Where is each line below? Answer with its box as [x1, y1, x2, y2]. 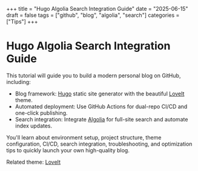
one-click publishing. [15, 109, 68, 117]
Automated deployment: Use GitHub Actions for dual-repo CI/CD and [15, 103, 188, 110]
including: [6, 78, 31, 85]
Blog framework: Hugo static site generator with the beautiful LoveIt [15, 90, 185, 97]
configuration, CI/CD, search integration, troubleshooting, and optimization [6, 140, 193, 147]
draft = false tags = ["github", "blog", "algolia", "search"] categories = [6, 11, 180, 19]
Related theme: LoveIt [6, 158, 61, 166]
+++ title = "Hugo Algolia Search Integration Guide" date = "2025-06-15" [6, 5, 188, 12]
